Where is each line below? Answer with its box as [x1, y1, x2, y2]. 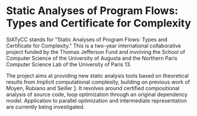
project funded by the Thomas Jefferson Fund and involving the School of [6, 48, 185, 55]
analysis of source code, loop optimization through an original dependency [6, 91, 188, 98]
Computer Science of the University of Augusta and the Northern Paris [6, 54, 178, 62]
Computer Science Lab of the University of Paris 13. [6, 60, 132, 68]
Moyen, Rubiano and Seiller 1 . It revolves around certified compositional [6, 84, 179, 91]
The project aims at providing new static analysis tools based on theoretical [6, 72, 189, 79]
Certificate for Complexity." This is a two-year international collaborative [6, 42, 181, 49]
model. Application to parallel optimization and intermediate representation [6, 97, 187, 104]
